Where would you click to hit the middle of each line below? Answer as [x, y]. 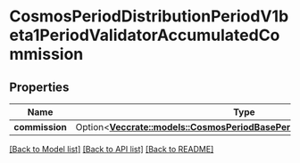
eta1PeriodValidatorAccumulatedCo [145, 35]
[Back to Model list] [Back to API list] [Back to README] [112, 149]
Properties [39, 87]
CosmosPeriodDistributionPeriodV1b [149, 16]
